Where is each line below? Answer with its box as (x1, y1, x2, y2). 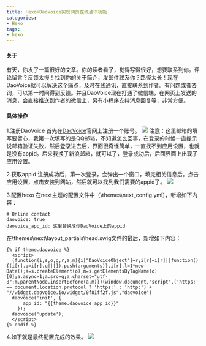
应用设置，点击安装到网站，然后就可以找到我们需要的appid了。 (6, 178, 166, 186)
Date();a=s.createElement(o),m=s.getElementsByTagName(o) (6, 268, 158, 274)
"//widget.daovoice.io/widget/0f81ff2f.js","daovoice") (6, 289, 152, 296)
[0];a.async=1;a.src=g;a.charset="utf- (6, 273, 109, 279)
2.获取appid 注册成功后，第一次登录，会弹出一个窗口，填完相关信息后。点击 (6, 170, 199, 178)
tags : (6, 26, 20, 32)
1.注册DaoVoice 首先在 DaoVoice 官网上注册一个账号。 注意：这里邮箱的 (6, 127, 193, 134)
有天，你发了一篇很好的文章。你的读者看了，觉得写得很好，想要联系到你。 (6, 66, 194, 73)
